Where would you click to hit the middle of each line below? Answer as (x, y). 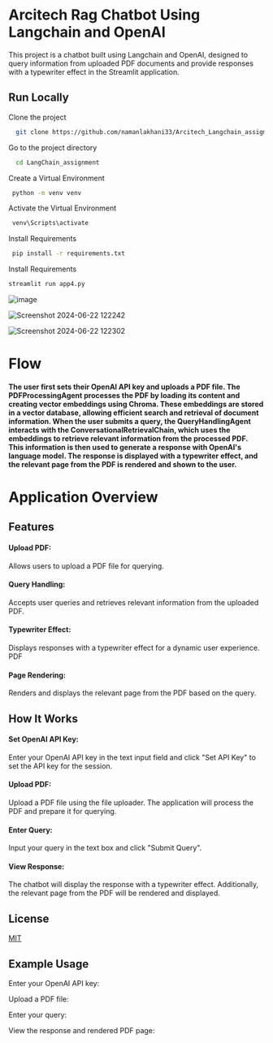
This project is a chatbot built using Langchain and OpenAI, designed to (128, 54)
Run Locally (39, 98)
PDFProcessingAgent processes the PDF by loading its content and (124, 395)
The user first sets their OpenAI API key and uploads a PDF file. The (125, 387)
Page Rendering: (37, 675)
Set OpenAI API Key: (43, 739)
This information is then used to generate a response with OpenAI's (125, 447)
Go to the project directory (53, 147)
